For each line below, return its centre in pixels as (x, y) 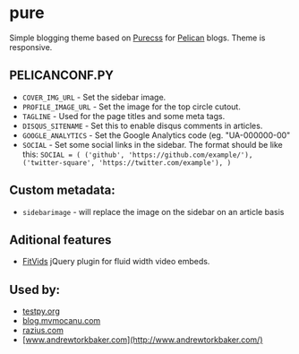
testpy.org (41, 311)
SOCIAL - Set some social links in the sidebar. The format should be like (153, 144)
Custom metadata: (62, 190)
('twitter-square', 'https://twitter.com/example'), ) (127, 163)
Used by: (35, 289)
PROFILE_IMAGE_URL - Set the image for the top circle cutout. (132, 107)
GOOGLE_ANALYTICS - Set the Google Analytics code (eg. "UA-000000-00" (156, 135)
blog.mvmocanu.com (61, 321)
